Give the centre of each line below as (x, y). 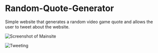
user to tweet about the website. (37, 26)
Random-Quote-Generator (60, 8)
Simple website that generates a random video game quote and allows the (79, 22)
